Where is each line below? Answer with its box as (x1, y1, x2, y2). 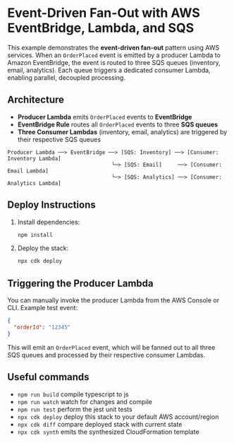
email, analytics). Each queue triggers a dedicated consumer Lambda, (7, 66, 211, 74)
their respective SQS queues (17, 135, 101, 143)
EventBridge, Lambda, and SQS (7, 20, 195, 36)
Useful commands (7, 371, 90, 383)
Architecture (7, 94, 65, 106)
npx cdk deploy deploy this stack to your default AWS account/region (17, 412, 219, 421)
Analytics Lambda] (7, 179, 61, 187)
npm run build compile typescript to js (17, 390, 129, 398)
